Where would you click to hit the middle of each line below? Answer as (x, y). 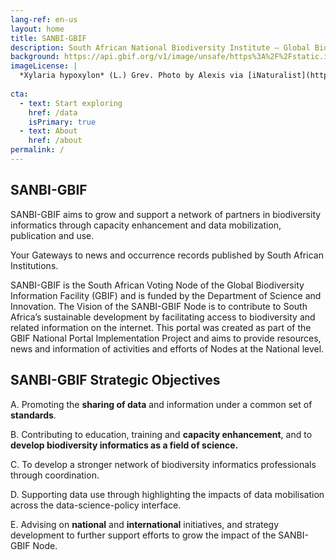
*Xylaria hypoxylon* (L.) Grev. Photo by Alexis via (131, 76)
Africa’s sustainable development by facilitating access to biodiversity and (163, 317)
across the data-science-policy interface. (96, 505)
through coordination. (55, 475)
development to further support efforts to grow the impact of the (143, 535)
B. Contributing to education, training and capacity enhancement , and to (161, 434)
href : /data (53, 112)
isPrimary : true (62, 122)
